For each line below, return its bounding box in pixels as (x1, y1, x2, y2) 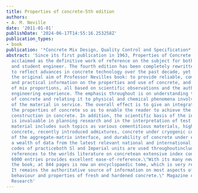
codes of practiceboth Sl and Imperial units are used (11, 145, 149, 151)
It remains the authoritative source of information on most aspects (11, 167, 186, 174)
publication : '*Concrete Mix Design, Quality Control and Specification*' (6, 47, 194, 53)
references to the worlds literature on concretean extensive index (11, 151, 183, 157)
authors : (6, 14, 28, 20)
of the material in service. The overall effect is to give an (11, 101, 170, 108)
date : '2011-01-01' (6, 25, 54, 31)
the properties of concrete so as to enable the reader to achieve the (11, 107, 192, 113)
